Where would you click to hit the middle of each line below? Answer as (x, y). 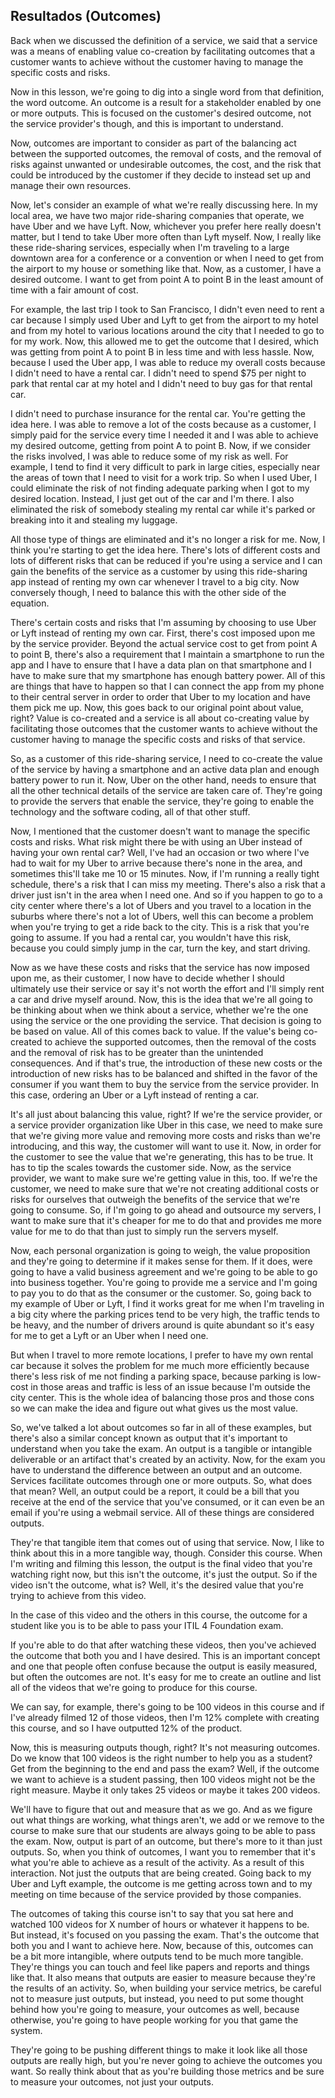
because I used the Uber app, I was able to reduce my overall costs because (168, 362)
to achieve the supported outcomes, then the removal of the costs (180, 1041)
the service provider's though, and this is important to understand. (147, 123)
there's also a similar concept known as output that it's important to (149, 1438)
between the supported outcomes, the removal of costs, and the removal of (166, 153)
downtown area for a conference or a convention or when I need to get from (167, 258)
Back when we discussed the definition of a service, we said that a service (164, 40)
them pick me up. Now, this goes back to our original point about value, (157, 707)
